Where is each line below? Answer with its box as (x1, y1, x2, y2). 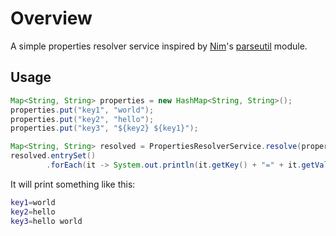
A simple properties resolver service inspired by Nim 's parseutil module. (10, 40, 308, 52)
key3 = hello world (10, 216, 83, 226)
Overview (10, 7, 93, 30)
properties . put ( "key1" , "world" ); (10, 105, 155, 115)
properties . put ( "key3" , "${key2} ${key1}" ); (10, 123, 199, 134)
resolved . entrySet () (10, 151, 97, 161)
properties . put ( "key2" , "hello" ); (10, 114, 155, 124)
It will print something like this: (10, 178, 136, 190)
